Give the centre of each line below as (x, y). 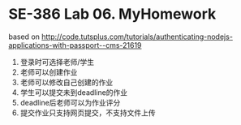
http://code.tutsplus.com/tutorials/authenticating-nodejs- (138, 37)
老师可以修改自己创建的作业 (67, 82)
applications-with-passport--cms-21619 (75, 45)
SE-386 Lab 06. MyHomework (112, 14)
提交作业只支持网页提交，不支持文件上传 (88, 112)
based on (24, 37)
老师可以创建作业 (49, 72)
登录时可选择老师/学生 (57, 62)
